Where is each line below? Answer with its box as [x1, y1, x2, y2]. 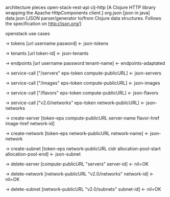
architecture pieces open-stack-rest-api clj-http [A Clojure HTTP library [5, 5, 156, 10]
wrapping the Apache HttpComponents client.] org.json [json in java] [5, 10, 150, 16]
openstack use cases [5, 31, 50, 36]
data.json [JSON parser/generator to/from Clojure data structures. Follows [5, 15, 162, 21]
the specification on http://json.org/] [5, 20, 82, 27]
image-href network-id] [5, 120, 55, 127]
